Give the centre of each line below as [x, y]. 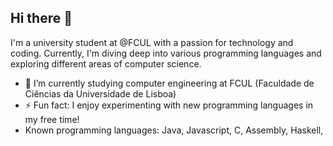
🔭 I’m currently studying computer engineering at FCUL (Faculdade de [169, 83]
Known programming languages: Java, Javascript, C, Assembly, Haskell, [174, 130]
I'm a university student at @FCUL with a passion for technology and [152, 42]
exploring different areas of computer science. [106, 63]
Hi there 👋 [41, 18]
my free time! [52, 119]
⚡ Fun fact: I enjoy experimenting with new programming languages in [169, 105]
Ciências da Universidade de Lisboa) [100, 93]
